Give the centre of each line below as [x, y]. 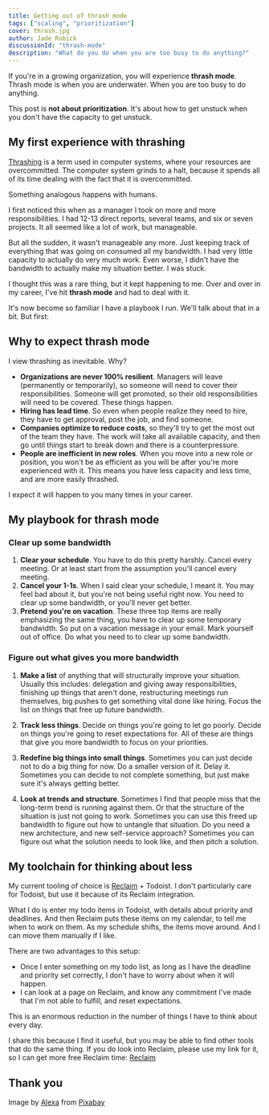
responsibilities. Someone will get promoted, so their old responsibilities [139, 394]
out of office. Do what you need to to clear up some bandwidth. [125, 637]
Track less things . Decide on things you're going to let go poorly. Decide [141, 725]
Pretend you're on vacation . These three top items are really [121, 611]
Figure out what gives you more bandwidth [94, 658]
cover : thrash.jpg [39, 31]
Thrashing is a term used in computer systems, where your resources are [130, 161]
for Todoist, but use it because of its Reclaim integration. [102, 894]
